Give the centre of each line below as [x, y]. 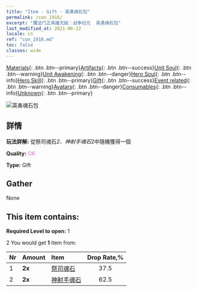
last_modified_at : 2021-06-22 [44, 28]
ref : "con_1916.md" [30, 39]
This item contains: [43, 216]
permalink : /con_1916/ [34, 17]
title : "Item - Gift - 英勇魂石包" [48, 12]
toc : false [20, 45]
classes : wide [24, 51]
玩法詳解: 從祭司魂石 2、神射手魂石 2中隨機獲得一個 [69, 142]
